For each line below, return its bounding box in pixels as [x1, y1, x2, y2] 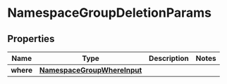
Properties [7, 33, 55, 45]
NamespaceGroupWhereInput [39, 65, 142, 75]
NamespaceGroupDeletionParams [7, 5, 211, 21]
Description [149, 54, 189, 63]
